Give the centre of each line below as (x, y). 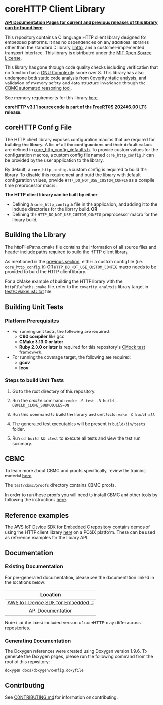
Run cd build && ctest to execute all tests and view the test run (76, 438)
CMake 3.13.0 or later (41, 342)
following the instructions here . (36, 500)
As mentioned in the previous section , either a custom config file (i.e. (74, 261)
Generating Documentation (38, 641)
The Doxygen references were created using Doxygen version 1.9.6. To (76, 651)
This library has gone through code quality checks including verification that (81, 67)
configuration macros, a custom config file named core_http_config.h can (80, 155)
